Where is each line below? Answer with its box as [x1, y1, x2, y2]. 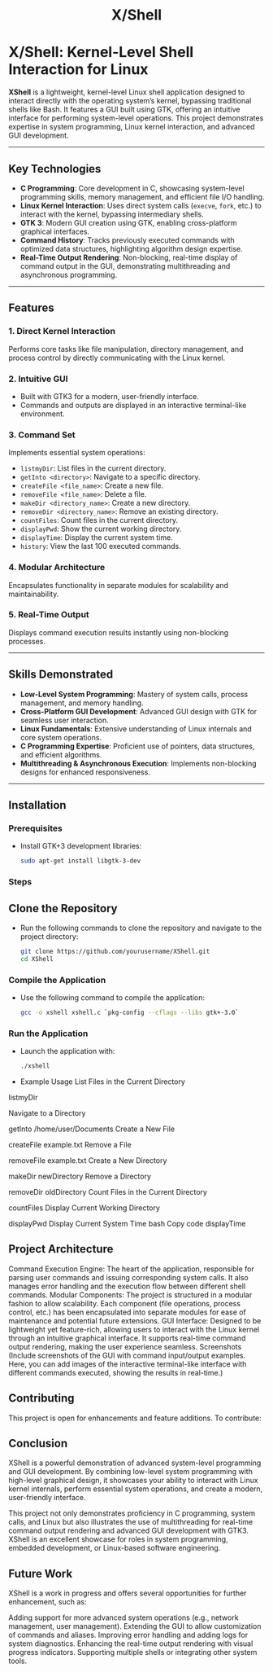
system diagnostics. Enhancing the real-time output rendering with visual [8, 1639, 253, 1648]
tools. [8, 1656, 28, 1666]
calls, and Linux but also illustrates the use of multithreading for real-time [8, 1517, 253, 1527]
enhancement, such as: [8, 1597, 87, 1607]
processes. [8, 636, 46, 646]
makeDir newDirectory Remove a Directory [8, 1171, 152, 1182]
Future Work [8, 1566, 73, 1581]
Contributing [8, 1391, 75, 1406]
